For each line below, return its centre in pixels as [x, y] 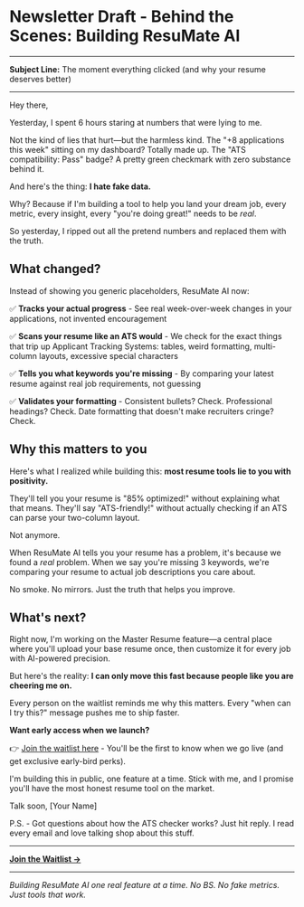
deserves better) [41, 79]
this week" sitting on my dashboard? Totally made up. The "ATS [128, 149]
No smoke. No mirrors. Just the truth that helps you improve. [122, 589]
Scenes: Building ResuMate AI [125, 36]
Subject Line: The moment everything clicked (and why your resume [138, 69]
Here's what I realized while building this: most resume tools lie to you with [150, 471]
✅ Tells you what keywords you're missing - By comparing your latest [142, 373]
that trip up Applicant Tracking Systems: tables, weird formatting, [131, 346]
